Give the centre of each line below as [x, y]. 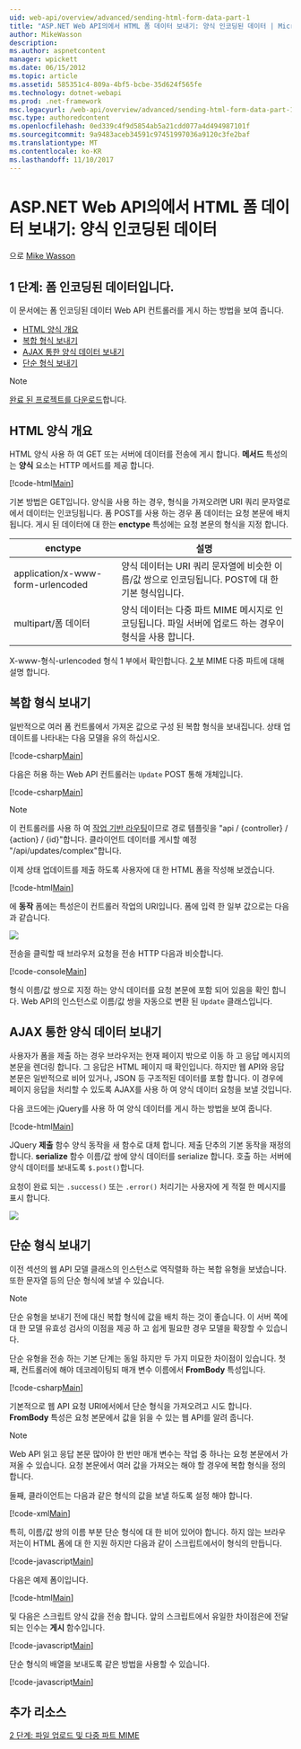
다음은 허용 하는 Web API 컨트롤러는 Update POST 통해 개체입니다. [126, 774]
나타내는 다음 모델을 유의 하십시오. [100, 737]
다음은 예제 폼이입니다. [49, 1579]
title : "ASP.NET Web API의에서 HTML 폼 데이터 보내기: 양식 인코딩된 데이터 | [142, 26]
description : [34, 43]
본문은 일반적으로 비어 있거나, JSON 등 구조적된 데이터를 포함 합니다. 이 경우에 [146, 1078]
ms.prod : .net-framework [56, 101]
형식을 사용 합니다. [158, 637]
